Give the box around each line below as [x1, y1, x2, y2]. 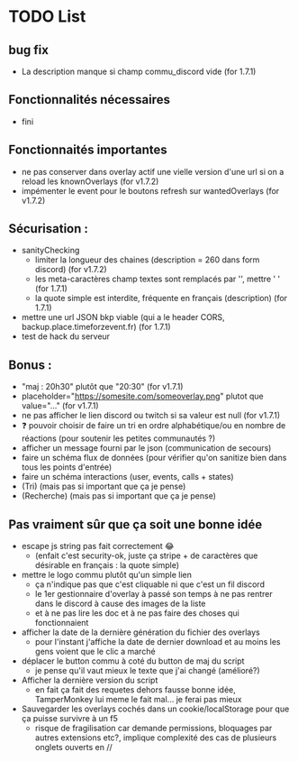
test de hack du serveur [21, 331, 110, 342]
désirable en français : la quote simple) [34, 560, 180, 571]
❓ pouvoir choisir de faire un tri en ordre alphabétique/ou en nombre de [21, 420, 286, 431]
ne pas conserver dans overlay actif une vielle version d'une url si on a [21, 166, 284, 177]
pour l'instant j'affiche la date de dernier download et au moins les [34, 637, 281, 647]
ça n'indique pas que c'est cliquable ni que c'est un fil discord [34, 579, 265, 590]
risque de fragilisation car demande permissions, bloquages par [34, 723, 273, 734]
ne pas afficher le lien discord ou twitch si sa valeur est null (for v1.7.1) [21, 410, 281, 421]
